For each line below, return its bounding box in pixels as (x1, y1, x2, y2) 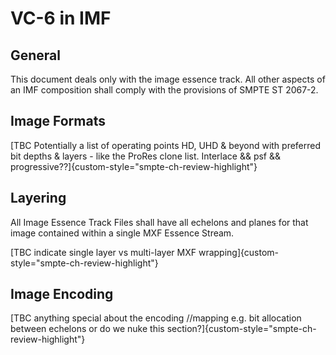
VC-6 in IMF (10, 7, 112, 30)
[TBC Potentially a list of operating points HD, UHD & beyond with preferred (10, 139, 322, 151)
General (10, 47, 62, 64)
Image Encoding (10, 286, 114, 303)
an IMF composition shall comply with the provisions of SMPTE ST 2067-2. (10, 84, 319, 96)
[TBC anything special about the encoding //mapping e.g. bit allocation (10, 312, 302, 324)
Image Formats (10, 113, 106, 130)
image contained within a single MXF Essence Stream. (10, 227, 235, 239)
